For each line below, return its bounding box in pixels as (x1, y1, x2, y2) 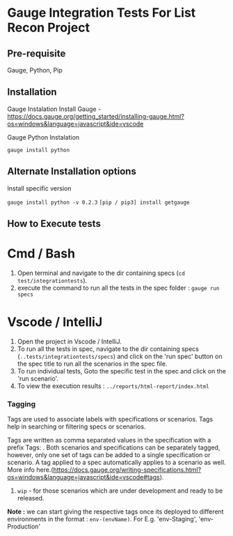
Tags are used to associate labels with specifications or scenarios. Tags (7, 415, 214, 424)
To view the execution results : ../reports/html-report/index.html (17, 382, 210, 390)
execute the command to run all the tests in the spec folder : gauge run (17, 283, 220, 292)
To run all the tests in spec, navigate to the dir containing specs (17, 344, 200, 353)
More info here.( (7, 466, 54, 474)
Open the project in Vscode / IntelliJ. (17, 337, 122, 345)
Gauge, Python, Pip (7, 66, 63, 74)
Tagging (7, 399, 36, 409)
